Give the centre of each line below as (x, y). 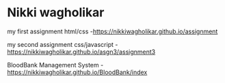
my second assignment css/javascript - (63, 44)
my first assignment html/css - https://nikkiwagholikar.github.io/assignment (112, 31)
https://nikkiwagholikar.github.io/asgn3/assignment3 (81, 52)
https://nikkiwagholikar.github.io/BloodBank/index (77, 72)
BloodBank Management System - (55, 65)
